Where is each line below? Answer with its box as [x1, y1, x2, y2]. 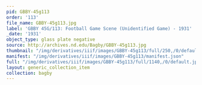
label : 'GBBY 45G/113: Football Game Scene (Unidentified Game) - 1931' [6, 25, 192, 32]
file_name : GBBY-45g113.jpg [6, 20, 77, 26]
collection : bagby [6, 70, 52, 76]
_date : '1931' [6, 31, 42, 37]
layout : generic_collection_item [6, 64, 90, 71]
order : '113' [6, 14, 39, 20]
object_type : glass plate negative [6, 37, 96, 42]
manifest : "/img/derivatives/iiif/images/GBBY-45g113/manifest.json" [6, 53, 185, 59]
